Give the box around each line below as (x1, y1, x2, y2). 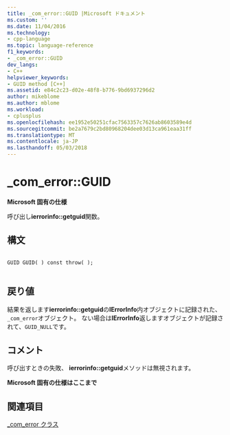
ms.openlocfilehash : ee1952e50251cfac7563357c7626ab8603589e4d (7, 118, 192, 126)
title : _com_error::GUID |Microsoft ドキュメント (7, 10, 146, 17)
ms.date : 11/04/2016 (7, 23, 67, 30)
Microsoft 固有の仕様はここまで (7, 379, 97, 387)
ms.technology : (7, 29, 51, 36)
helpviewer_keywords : (7, 74, 69, 81)
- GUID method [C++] (7, 81, 67, 87)
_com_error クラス (7, 421, 59, 429)
